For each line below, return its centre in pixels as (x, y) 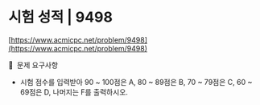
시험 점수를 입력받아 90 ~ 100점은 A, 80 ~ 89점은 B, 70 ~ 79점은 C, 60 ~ (136, 82)
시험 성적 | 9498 (60, 17)
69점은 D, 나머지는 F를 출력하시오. (74, 92)
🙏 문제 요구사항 (33, 65)
